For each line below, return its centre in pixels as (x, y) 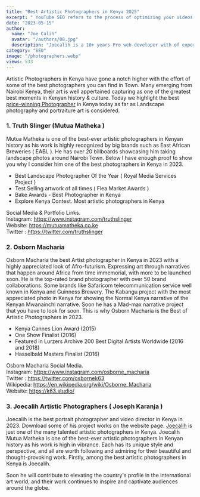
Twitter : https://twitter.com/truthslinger (54, 231)
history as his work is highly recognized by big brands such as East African (98, 145)
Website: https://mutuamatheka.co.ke (52, 225)
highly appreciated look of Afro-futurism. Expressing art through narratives (98, 267)
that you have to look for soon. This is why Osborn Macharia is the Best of (97, 311)
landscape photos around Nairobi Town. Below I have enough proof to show (99, 158)
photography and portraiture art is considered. (63, 110)
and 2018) (27, 348)
